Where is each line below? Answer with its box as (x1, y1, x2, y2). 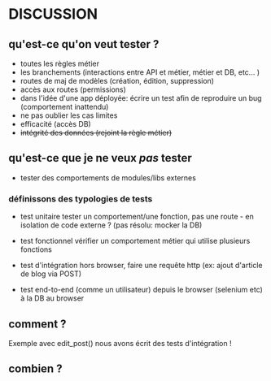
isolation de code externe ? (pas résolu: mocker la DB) (20, 220, 203, 230)
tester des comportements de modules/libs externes (20, 172, 197, 183)
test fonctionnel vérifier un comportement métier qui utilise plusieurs (20, 236, 251, 246)
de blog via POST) (20, 269, 82, 279)
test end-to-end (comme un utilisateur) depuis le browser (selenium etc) (20, 285, 263, 295)
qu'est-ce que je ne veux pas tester (8, 151, 193, 165)
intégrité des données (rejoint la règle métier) (20, 128, 173, 137)
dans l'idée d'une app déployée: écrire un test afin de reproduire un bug (20, 93, 262, 102)
